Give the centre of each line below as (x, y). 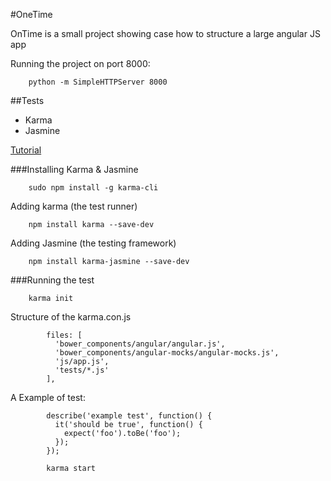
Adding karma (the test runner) (74, 206)
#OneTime (31, 14)
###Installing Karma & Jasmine (74, 169)
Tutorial (26, 150)
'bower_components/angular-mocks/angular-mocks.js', (167, 353)
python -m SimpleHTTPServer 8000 (98, 82)
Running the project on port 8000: (80, 63)
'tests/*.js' (82, 370)
